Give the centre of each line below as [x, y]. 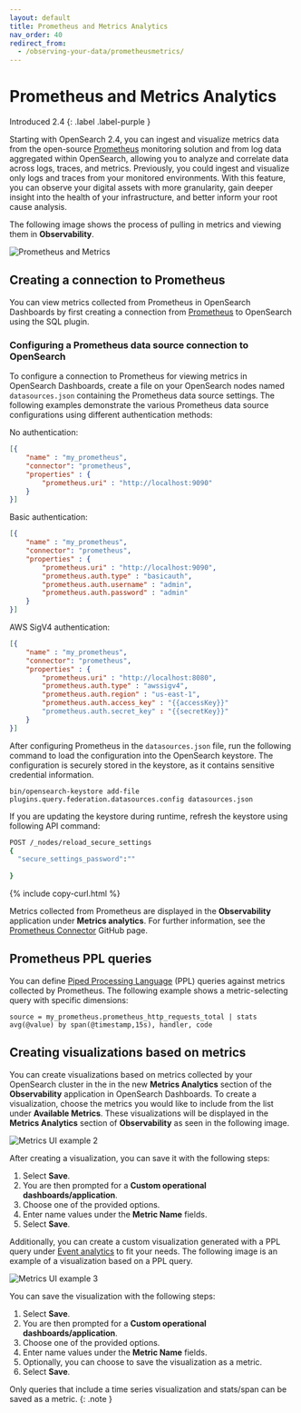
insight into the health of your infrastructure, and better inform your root [144, 197]
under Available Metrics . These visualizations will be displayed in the [139, 1113]
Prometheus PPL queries [81, 959]
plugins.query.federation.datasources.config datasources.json [131, 799]
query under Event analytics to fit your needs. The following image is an [144, 1251]
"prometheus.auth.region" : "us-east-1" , [121, 695]
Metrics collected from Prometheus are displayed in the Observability [141, 911]
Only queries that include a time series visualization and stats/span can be [148, 1389]
